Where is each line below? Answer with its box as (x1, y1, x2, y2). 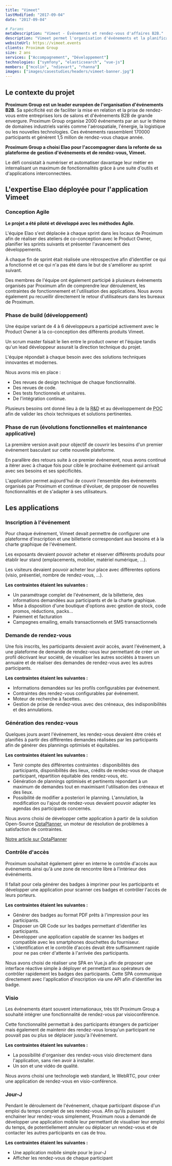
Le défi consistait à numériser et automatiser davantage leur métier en (5, 159, 154, 165)
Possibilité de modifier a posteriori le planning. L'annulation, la (12, 794, 144, 801)
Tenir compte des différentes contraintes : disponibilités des (12, 762, 140, 768)
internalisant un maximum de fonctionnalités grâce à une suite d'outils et (5, 165, 159, 171)
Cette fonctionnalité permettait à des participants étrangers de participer (5, 1021, 159, 1027)
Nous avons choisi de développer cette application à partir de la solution (5, 815, 158, 821)
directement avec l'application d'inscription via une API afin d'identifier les (5, 976, 162, 982)
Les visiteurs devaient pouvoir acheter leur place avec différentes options (5, 566, 160, 573)
